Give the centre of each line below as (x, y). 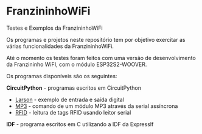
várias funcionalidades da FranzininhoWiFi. (60, 46)
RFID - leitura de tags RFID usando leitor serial (73, 112)
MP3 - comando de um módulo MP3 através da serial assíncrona (96, 106)
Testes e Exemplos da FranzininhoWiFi (54, 28)
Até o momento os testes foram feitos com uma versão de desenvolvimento (101, 58)
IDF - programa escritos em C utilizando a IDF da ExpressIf (80, 124)
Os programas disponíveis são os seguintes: (62, 76)
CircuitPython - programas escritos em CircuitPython (74, 88)
